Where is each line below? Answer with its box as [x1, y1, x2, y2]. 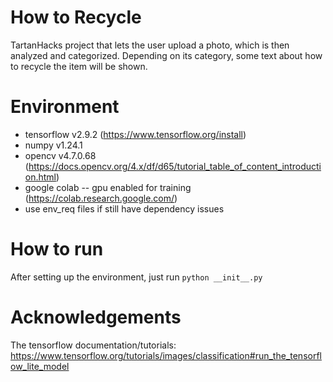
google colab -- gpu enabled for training [24, 181, 192, 193]
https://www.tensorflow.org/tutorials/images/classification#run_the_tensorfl [10, 349, 322, 361]
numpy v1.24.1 [24, 139, 83, 151]
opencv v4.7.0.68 [24, 149, 97, 161]
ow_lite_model [10, 360, 70, 372]
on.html [24, 171, 57, 183]
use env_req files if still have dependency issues [24, 202, 225, 215]
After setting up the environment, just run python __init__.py [10, 271, 263, 283]
